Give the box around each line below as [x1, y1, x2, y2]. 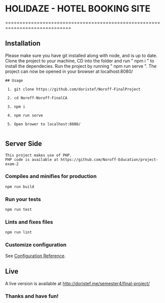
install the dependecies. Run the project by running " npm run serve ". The [5, 63, 157, 69]
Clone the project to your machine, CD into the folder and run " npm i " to [5, 58, 155, 64]
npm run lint [5, 230, 32, 235]
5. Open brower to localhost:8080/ [7, 122, 81, 127]
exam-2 [5, 161, 19, 166]
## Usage [5, 78, 23, 83]
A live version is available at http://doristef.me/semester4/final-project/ [5, 280, 150, 287]
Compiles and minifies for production [5, 173, 97, 180]
